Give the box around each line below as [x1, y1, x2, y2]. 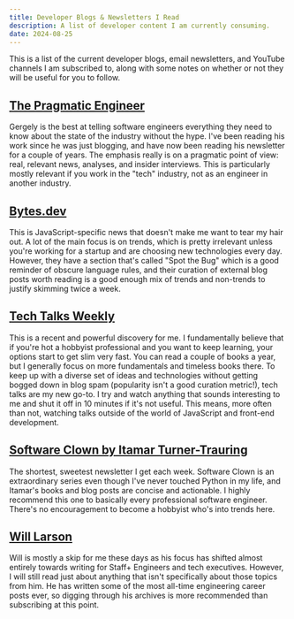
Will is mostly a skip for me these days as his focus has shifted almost [9, 553, 263, 563]
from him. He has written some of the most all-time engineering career [9, 581, 267, 592]
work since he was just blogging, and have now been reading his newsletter [9, 141, 285, 151]
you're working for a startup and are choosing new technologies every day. [9, 246, 283, 256]
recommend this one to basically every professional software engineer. [9, 494, 268, 505]
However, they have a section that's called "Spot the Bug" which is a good [9, 256, 280, 265]
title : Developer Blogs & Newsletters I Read [9, 12, 179, 22]
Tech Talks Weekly [9, 309, 116, 324]
